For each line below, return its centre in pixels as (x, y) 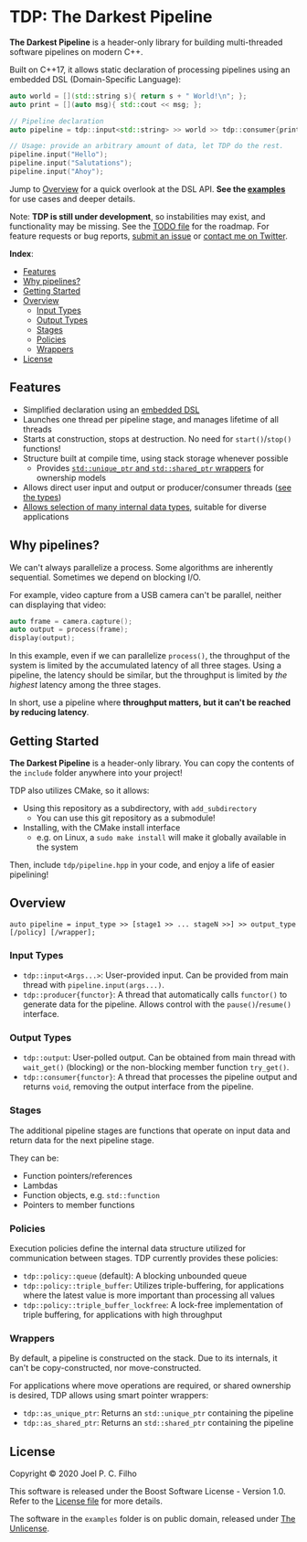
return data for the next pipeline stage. (82, 1140)
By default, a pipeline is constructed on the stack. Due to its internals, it (143, 1358)
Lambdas (40, 1185)
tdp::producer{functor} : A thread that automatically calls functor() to (155, 995)
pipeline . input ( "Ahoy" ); (57, 172)
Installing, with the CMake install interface (101, 828)
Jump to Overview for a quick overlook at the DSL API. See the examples (148, 188)
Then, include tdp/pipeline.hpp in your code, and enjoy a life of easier (143, 865)
